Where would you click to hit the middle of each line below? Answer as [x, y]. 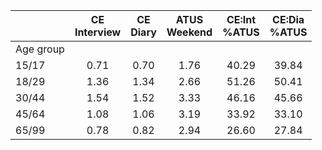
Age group [40, 49]
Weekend [189, 32]
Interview [98, 32]
